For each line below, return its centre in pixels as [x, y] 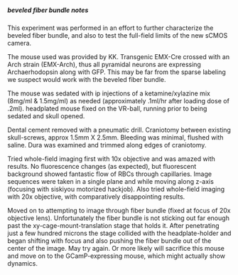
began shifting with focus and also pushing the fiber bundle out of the [109, 240]
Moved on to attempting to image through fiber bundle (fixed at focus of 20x [119, 210]
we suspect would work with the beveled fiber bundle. [87, 79]
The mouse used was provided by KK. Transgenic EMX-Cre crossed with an [118, 56]
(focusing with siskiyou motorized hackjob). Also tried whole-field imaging [116, 189]
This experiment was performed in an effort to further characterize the [110, 28]
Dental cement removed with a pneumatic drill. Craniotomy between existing [119, 130]
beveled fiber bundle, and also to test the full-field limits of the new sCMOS [118, 35]
